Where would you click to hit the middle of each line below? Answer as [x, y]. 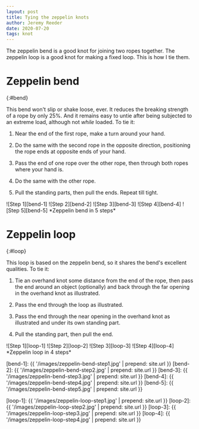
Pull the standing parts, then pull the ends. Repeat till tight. [86, 193]
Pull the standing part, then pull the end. [64, 334]
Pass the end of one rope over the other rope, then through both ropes [102, 163]
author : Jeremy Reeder [34, 23]
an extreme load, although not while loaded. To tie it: [71, 122]
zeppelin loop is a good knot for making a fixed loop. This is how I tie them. [98, 57]
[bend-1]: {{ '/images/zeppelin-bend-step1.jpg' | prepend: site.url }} [89, 364]
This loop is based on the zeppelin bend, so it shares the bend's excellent [97, 263]
